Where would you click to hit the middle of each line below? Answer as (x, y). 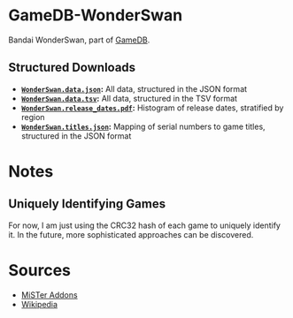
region (33, 117)
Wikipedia (39, 304)
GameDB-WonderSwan (96, 15)
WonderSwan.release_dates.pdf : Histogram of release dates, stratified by (152, 108)
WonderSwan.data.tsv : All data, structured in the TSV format (129, 98)
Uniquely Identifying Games (87, 204)
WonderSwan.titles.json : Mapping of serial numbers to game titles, (143, 126)
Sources (40, 270)
